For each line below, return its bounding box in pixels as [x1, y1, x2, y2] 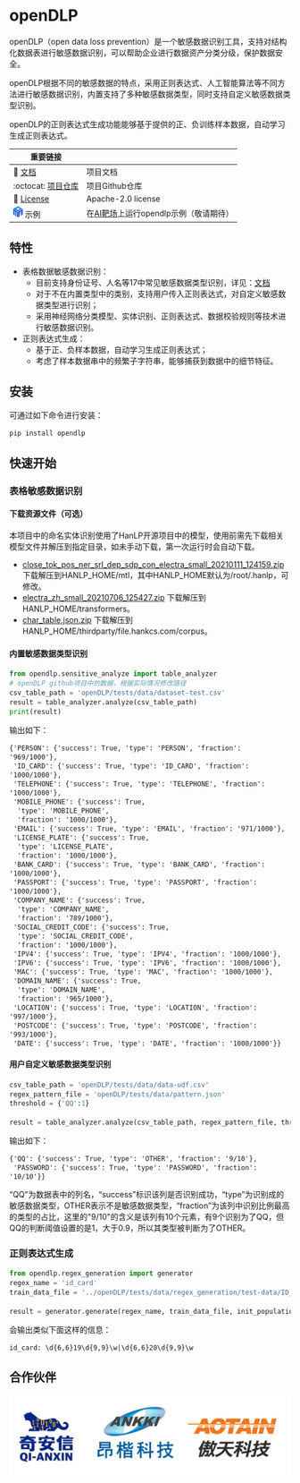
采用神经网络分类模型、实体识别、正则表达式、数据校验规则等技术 [35, 311, 279, 321]
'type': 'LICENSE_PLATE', [17, 842, 114, 851]
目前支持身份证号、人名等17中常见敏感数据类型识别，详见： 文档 [35, 277, 271, 287]
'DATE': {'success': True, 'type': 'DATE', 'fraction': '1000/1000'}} [12, 1039, 281, 1048]
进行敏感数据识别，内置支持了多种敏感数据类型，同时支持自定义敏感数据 [16, 89, 283, 99]
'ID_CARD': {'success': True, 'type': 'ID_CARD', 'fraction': [12, 762, 250, 771]
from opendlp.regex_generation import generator [9, 1269, 194, 1278]
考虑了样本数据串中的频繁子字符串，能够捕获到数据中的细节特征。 [35, 355, 279, 366]
